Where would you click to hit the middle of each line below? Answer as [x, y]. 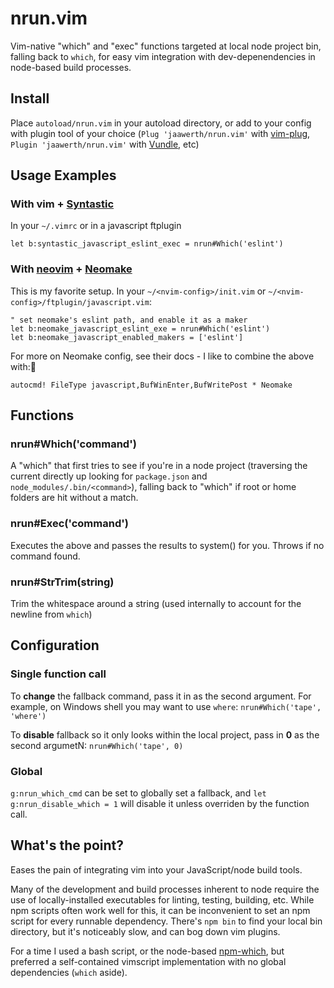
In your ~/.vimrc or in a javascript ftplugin [96, 226]
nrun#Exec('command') [69, 524]
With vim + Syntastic [62, 204]
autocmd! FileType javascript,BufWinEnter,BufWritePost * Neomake [151, 385]
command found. [45, 556]
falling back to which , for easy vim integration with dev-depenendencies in [163, 56]
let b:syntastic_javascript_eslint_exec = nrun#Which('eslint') [147, 244]
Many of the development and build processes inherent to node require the [165, 889]
